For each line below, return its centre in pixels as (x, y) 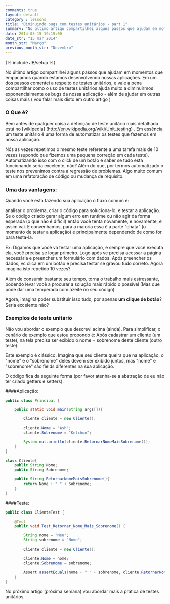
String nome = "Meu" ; (46, 535)
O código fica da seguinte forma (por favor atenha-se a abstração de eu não (85, 376)
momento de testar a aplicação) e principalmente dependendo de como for (83, 232)
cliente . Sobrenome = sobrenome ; (58, 563)
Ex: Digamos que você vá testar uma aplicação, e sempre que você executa (84, 248)
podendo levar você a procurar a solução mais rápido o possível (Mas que (83, 284)
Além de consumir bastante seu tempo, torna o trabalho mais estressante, (82, 279)
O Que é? (17, 112)
